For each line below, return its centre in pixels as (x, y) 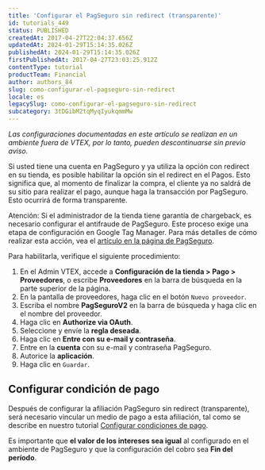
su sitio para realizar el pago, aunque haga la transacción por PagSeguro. (128, 192)
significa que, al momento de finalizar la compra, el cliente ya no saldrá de (130, 183)
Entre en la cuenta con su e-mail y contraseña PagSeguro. (115, 347)
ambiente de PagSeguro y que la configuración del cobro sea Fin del (121, 449)
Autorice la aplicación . (57, 356)
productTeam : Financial (48, 75)
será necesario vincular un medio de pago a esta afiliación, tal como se (125, 417)
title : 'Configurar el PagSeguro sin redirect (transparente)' (115, 15)
